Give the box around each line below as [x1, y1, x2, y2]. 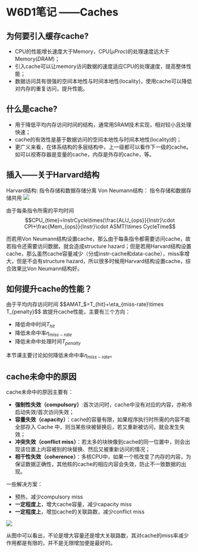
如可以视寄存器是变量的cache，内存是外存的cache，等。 [14, 150, 155, 158]
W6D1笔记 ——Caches [6, 5, 119, 19]
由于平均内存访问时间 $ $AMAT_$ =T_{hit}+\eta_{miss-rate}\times [6, 301, 164, 308]
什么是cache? [6, 104, 58, 114]
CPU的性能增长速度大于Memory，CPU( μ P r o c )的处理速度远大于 [14, 48, 169, 55]
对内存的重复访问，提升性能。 [14, 85, 88, 92]
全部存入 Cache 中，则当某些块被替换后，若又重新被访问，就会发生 [14, 424, 180, 431]
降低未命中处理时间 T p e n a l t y [14, 338, 81, 346]
